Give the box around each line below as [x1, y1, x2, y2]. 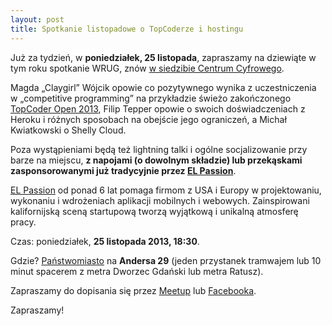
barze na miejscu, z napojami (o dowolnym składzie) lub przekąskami [10, 154, 303, 166]
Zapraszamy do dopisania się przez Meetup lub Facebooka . [10, 284, 257, 296]
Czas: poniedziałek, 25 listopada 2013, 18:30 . [10, 235, 200, 247]
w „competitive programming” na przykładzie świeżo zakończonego [10, 92, 292, 104]
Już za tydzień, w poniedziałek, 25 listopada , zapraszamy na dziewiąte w [10, 51, 317, 63]
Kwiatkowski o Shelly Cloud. [10, 124, 127, 136]
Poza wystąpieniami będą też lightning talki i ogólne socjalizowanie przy [10, 143, 308, 155]
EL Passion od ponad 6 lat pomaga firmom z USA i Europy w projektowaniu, [10, 184, 322, 196]
